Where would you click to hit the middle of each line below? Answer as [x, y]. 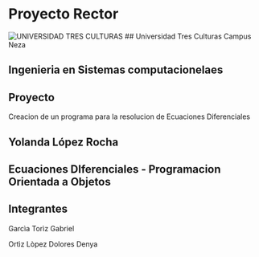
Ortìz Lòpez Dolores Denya [53, 244]
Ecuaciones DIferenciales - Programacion [115, 169]
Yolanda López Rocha [64, 142]
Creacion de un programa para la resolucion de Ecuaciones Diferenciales [129, 116]
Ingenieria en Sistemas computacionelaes [116, 70]
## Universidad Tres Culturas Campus [188, 36]
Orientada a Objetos [60, 182]
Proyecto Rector [64, 14]
